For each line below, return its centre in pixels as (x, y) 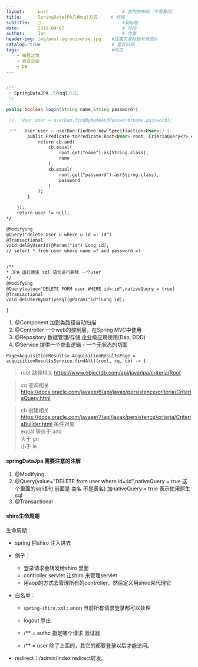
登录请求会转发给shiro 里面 (56, 568)
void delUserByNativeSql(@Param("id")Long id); (66, 300)
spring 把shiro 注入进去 (43, 543)
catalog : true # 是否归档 (70, 45)
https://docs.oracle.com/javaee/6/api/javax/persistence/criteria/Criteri (106, 392)
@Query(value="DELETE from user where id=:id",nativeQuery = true (98, 481)
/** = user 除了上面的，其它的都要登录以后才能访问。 (88, 645)
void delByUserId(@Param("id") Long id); (58, 246)
